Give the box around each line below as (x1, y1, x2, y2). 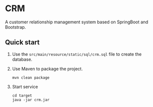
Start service (12, 84, 38, 89)
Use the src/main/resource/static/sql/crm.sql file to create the (12, 51, 142, 57)
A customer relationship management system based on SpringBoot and (5, 19, 149, 25)
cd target (12, 93, 33, 98)
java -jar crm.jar (12, 97, 50, 102)
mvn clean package (12, 75, 50, 80)
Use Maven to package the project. (12, 66, 83, 71)
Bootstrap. (5, 24, 26, 30)
